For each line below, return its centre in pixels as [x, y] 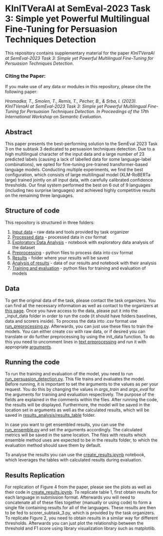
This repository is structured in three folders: [50, 222]
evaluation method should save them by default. [53, 445]
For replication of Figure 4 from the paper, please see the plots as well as [78, 487]
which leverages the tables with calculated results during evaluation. [74, 460]
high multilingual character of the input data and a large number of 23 [75, 154]
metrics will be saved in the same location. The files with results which [76, 435]
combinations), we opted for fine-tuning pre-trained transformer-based [76, 165]
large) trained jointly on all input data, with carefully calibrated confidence [79, 180]
